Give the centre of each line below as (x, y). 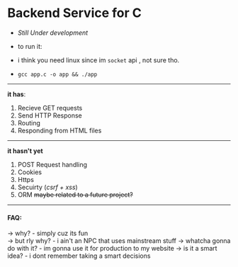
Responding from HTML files (59, 130)
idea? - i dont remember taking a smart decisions (79, 256)
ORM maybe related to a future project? (75, 194)
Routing (29, 123)
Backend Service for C (74, 13)
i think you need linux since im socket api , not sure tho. (98, 60)
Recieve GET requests (50, 108)
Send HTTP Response (50, 115)
